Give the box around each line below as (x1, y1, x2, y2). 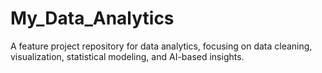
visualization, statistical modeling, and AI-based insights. (10, 50, 245, 62)
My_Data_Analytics (10, 7, 175, 30)
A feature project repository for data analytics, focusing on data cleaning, (10, 40, 313, 52)
